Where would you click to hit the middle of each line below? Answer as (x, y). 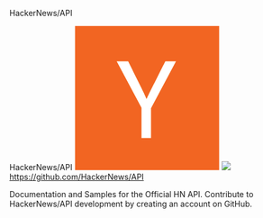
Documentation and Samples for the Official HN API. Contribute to (131, 194)
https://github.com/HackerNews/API (77, 177)
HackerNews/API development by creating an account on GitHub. (131, 204)
